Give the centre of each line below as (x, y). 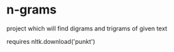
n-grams (32, 10)
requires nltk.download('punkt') (51, 41)
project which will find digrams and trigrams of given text (87, 28)
